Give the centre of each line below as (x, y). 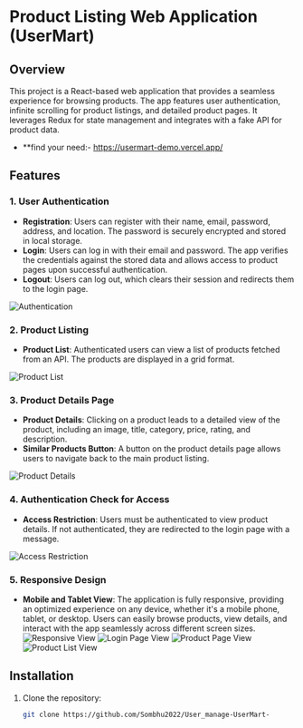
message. (41, 539)
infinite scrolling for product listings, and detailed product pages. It (133, 110)
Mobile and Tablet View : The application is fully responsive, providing (153, 599)
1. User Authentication (60, 201)
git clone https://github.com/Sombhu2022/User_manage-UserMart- (146, 714)
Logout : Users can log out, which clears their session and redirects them (158, 279)
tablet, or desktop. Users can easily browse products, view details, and (155, 618)
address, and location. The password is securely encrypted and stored (154, 231)
